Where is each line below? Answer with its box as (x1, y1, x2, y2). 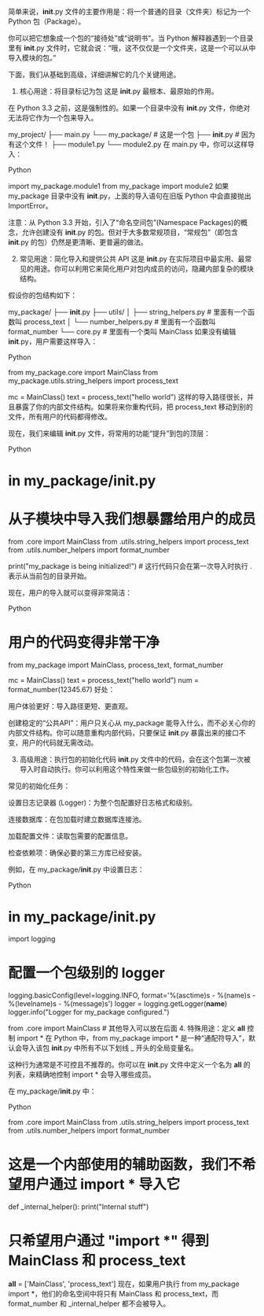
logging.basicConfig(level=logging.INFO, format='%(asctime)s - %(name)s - (8, 990, 256, 1000)
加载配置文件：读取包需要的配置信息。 (8, 831, 132, 841)
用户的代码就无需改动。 (21, 738, 98, 747)
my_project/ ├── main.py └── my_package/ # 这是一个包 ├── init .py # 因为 (8, 130, 255, 139)
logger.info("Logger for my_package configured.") (8, 1007, 170, 1016)
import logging (8, 934, 56, 943)
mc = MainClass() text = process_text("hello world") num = (8, 676, 199, 685)
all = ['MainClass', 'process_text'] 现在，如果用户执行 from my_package (8, 1279, 240, 1288)
